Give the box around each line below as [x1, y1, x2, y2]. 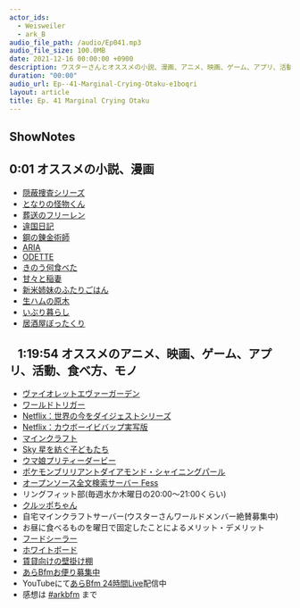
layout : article [9, 87, 70, 96]
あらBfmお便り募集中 [21, 567, 101, 578]
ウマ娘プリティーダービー [21, 455, 116, 466]
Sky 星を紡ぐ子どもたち [21, 444, 110, 455]
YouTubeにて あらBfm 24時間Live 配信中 [21, 578, 167, 589]
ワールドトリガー [21, 399, 86, 411]
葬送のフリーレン [21, 209, 86, 220]
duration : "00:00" [9, 71, 78, 80]
